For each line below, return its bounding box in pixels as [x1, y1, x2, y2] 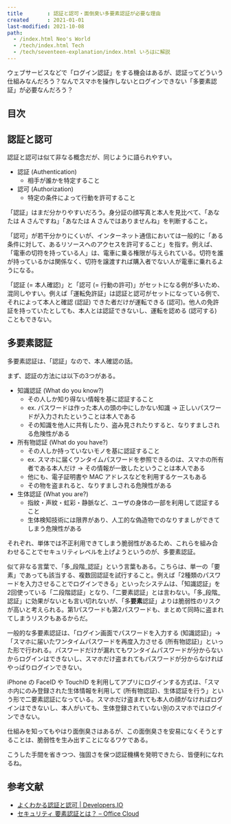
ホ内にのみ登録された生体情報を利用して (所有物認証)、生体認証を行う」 [7, 686, 212, 694]
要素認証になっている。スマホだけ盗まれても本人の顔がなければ [30, 695, 211, 703]
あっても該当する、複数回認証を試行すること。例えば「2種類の [25, 571, 203, 579]
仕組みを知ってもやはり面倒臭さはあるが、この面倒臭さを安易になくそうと [7, 727, 217, 735]
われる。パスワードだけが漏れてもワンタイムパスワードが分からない [30, 646, 223, 654]
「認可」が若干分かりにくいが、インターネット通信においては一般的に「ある [7, 232, 223, 240]
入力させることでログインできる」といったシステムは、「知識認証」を [25, 579, 221, 587]
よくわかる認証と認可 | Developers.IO [16, 801, 124, 809]
